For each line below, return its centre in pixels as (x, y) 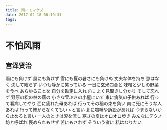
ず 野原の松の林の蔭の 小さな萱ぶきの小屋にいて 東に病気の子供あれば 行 (80, 97)
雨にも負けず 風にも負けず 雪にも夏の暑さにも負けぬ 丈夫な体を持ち (75, 79)
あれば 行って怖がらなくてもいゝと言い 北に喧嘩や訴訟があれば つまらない (81, 110)
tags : (11, 19)
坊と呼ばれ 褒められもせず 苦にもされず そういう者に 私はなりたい (73, 122)
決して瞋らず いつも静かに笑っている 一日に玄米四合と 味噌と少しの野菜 (85, 85)
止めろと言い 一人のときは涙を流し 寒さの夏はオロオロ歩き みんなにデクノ (86, 116)
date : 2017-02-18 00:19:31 (33, 15)
